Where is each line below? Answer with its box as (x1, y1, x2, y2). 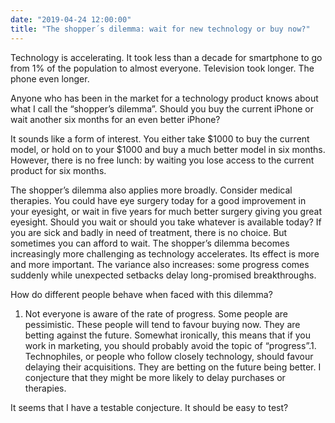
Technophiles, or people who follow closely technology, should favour (24, 350, 314, 362)
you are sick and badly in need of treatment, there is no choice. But (10, 226, 288, 238)
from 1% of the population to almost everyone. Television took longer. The (10, 62, 315, 74)
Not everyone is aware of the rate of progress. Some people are (24, 307, 288, 320)
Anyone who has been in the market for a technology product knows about (10, 92, 319, 104)
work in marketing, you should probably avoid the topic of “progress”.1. (24, 339, 317, 351)
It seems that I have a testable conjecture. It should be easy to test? (10, 401, 289, 413)
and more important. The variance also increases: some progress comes (10, 258, 310, 270)
